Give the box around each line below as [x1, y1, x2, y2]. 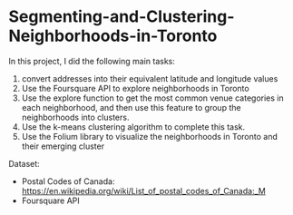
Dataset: [8, 158, 40, 169]
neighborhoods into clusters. [21, 112, 130, 122]
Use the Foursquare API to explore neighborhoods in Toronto [21, 83, 250, 93]
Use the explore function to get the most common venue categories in [21, 93, 284, 103]
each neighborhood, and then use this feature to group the [21, 102, 241, 112]
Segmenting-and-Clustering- [8, 6, 235, 27]
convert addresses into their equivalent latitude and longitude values [21, 73, 278, 83]
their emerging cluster [21, 141, 105, 151]
